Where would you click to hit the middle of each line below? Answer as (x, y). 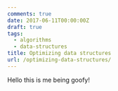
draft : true (25, 27)
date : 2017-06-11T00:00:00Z (48, 20)
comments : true (29, 14)
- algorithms (33, 40)
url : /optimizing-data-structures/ (59, 60)
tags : (15, 34)
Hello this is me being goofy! (48, 80)
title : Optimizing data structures (59, 54)
